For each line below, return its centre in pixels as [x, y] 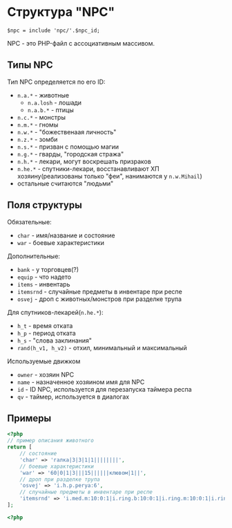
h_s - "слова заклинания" [54, 340]
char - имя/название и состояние [66, 235]
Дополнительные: [34, 256]
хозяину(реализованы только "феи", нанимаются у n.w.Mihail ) [109, 176]
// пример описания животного [51, 441]
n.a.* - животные [43, 95]
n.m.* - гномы [38, 125]
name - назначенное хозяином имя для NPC [81, 382]
